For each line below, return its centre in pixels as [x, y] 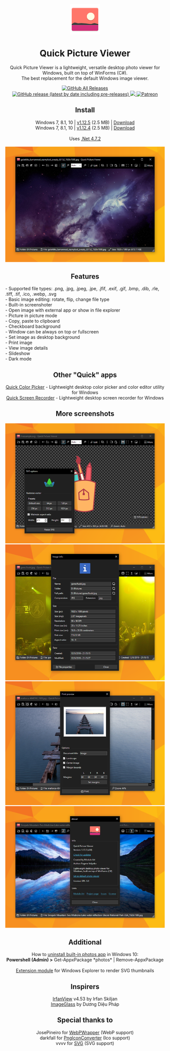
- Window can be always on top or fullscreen [52, 332]
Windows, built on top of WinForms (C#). [85, 73]
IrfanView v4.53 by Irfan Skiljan [85, 999]
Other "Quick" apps [85, 375]
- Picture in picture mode [31, 316]
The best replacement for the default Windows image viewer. [85, 78]
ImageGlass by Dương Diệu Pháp [85, 1004]
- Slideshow [18, 353]
